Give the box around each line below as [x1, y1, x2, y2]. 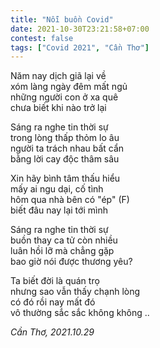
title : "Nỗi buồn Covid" [10, 14, 114, 25]
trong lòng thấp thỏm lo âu [10, 132, 120, 144]
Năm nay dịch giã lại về [10, 70, 107, 82]
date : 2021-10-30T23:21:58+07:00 [10, 24, 150, 34]
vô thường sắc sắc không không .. [10, 307, 150, 319]
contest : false [10, 33, 74, 43]
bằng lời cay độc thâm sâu [10, 153, 120, 165]
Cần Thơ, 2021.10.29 [10, 326, 95, 338]
